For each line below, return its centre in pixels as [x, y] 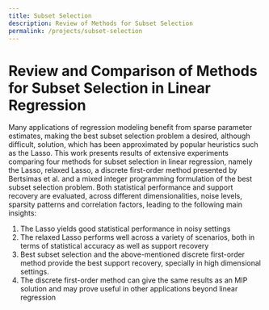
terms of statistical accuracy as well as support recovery [114, 246]
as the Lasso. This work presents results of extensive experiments [118, 153]
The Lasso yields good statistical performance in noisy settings [125, 229]
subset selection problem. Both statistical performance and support [121, 187]
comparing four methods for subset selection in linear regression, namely [130, 161]
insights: [23, 213]
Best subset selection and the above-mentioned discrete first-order [132, 254]
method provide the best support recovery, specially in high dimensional [140, 263]
